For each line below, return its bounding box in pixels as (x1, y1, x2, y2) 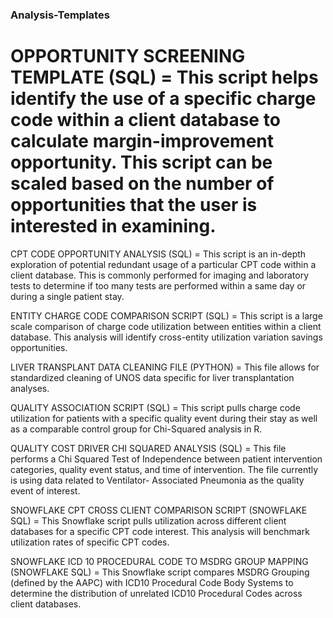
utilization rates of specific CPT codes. (10, 536, 170, 548)
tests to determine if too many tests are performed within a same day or (10, 279, 307, 292)
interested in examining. (10, 215, 217, 238)
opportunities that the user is (10, 194, 258, 217)
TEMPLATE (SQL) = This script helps (10, 66, 319, 89)
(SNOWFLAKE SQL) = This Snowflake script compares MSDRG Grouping (10, 566, 310, 578)
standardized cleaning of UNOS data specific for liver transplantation (10, 371, 295, 383)
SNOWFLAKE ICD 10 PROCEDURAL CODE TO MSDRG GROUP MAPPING (10, 555, 309, 567)
